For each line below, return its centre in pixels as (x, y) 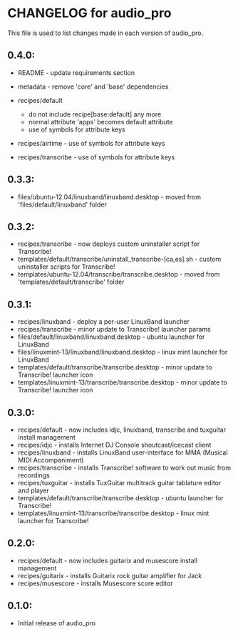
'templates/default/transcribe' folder (71, 282)
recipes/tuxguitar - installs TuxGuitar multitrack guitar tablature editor (119, 483)
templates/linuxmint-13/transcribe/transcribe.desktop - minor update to (123, 382)
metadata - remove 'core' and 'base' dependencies (93, 86)
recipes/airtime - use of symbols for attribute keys (91, 143)
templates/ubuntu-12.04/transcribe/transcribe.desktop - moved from (119, 274)
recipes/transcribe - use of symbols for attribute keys (96, 157)
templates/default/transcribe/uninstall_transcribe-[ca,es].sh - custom (119, 259)
